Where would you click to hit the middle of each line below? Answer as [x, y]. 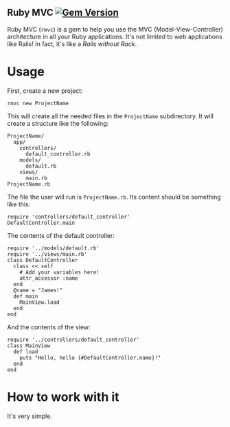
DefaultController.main [41, 223]
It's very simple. [30, 416]
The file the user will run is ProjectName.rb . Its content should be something [114, 197]
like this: [19, 204]
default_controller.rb [58, 154]
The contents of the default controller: [61, 235]
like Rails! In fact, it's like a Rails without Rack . [72, 44]
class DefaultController [43, 260]
